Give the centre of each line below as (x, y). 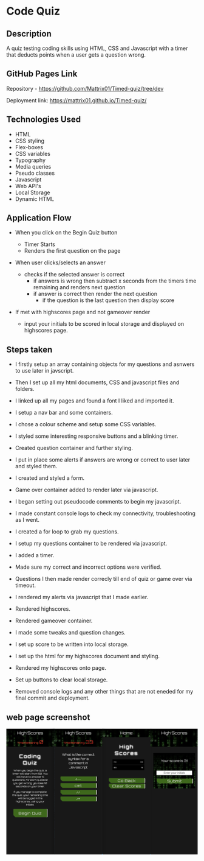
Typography (30, 160)
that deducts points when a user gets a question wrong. (76, 55)
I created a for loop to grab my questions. (67, 532)
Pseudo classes (35, 173)
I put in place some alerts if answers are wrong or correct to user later (103, 460)
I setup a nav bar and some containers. (64, 413)
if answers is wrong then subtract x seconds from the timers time (115, 281)
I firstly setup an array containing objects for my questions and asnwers (105, 364)
